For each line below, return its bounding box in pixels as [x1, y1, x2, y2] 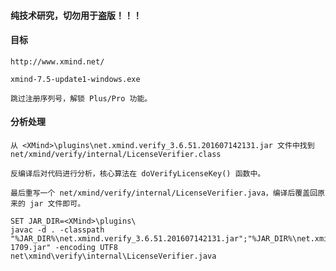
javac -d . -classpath [10, 225, 105, 235]
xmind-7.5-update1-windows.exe [10, 74, 141, 84]
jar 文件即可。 [29, 199, 86, 209]
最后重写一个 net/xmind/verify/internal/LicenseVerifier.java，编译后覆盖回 [10, 188, 318, 198]
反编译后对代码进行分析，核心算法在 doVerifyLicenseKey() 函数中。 [10, 169, 266, 179]
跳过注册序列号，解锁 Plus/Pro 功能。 [10, 93, 153, 104]
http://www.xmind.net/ [10, 56, 105, 67]
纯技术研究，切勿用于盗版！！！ [10, 9, 142, 21]
